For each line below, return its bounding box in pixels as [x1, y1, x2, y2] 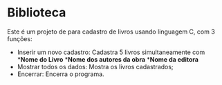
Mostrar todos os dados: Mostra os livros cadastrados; [17, 62, 174, 71]
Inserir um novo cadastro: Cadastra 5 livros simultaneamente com [17, 48, 205, 56]
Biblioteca [7, 5, 66, 21]
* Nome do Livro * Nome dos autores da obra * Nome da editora [17, 55, 199, 63]
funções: [7, 34, 33, 42]
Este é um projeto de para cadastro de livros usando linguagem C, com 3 [7, 27, 216, 36]
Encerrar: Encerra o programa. [17, 70, 105, 78]
